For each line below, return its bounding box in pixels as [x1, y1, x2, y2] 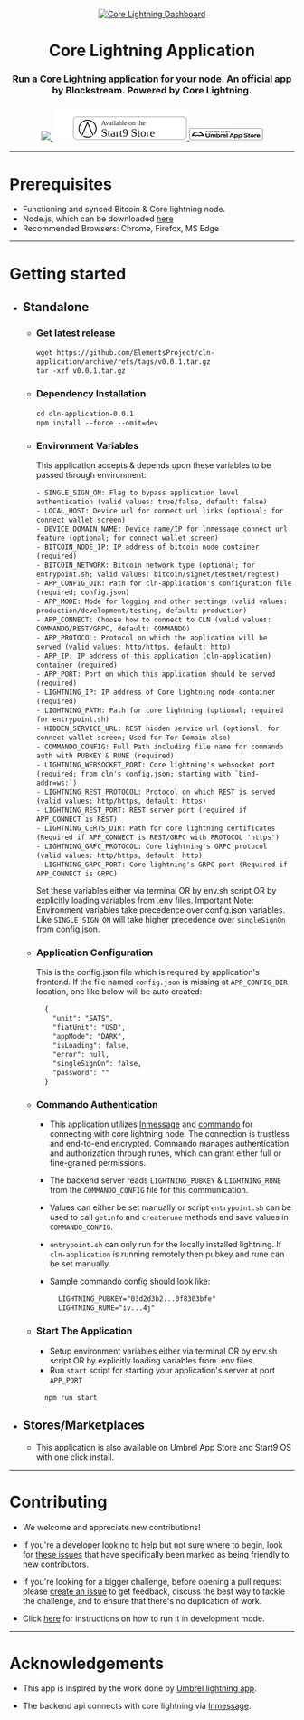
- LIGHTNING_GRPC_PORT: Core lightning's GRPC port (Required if [35, 860, 288, 869]
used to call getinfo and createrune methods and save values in [49, 1212, 289, 1223]
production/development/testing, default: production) [35, 606, 247, 615]
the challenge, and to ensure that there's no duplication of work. [22, 1595, 262, 1606]
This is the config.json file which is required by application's [35, 967, 260, 978]
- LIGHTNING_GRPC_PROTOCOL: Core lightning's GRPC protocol [35, 842, 268, 851]
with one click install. [35, 1451, 115, 1462]
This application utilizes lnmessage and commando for [49, 1119, 253, 1129]
